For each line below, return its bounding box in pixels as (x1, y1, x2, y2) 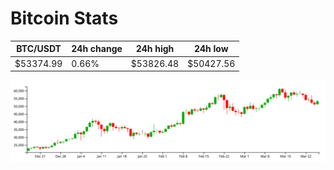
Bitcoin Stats (10, 7, 119, 30)
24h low (193, 43, 229, 55)
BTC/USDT (16, 43, 62, 55)
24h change (71, 43, 123, 55)
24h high (135, 43, 175, 55)
